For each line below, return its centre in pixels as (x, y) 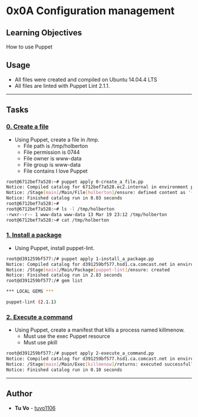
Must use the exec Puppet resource (67, 336)
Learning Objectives (44, 33)
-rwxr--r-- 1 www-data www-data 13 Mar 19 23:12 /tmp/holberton (87, 214)
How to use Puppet (29, 47)
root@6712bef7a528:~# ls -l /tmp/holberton (60, 209)
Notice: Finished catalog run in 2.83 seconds (64, 275)
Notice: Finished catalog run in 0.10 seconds (64, 370)
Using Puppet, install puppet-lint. (55, 248)
